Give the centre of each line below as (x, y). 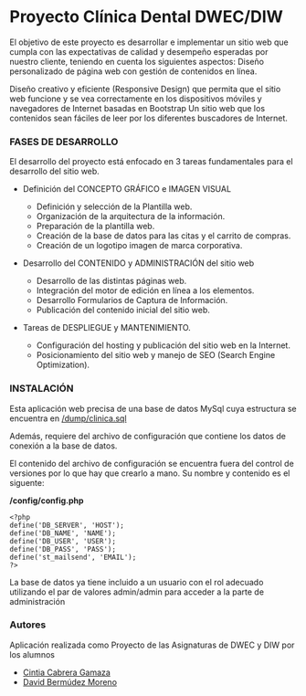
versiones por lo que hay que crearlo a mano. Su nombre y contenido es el (150, 473)
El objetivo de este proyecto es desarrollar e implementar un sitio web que (149, 42)
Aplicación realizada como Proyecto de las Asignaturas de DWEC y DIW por (152, 645)
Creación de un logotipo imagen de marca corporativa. (139, 246)
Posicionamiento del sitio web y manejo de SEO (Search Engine (156, 355)
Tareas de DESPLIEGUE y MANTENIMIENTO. (107, 328)
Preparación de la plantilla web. (95, 227)
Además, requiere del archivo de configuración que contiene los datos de (148, 436)
